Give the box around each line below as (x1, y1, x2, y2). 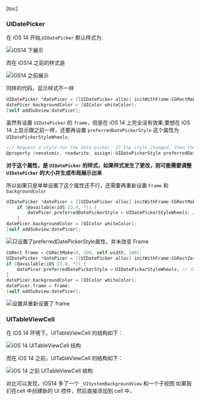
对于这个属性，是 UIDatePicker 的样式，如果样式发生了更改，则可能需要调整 (6, 162, 192, 169)
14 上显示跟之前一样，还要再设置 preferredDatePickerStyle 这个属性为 (6, 126, 180, 133)
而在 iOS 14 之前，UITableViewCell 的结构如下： (6, 355, 124, 362)
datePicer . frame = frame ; (6, 283, 70, 289)
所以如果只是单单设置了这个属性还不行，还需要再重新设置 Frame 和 (6, 181, 168, 189)
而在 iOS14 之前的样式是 (6, 59, 65, 67)
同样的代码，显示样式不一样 (6, 84, 74, 92)
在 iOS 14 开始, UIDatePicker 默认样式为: (6, 34, 103, 41)
